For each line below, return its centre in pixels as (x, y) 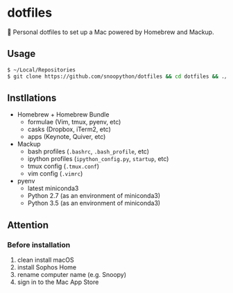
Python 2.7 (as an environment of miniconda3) (94, 196)
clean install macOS (45, 260)
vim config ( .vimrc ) (55, 174)
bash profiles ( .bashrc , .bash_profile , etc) (88, 151)
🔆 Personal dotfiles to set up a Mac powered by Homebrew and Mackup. (111, 32)
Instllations (32, 98)
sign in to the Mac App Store (58, 282)
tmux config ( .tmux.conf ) (63, 166)
